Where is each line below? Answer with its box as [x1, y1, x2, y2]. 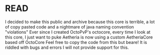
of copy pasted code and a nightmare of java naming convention [5, 24, 134, 29]
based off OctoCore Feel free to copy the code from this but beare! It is [5, 39, 147, 45]
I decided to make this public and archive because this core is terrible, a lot [5, 19, 155, 25]
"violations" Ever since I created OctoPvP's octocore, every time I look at [5, 29, 151, 35]
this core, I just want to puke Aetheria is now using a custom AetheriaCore [5, 34, 153, 40]
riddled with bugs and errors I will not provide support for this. [5, 44, 129, 50]
